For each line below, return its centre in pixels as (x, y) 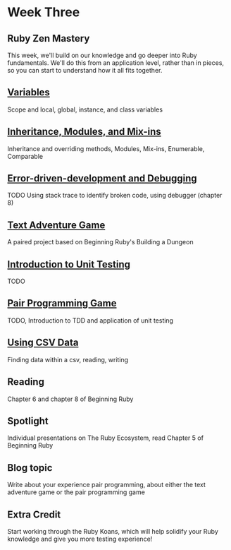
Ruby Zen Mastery (49, 38)
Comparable (25, 156)
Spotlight (28, 421)
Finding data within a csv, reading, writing (68, 359)
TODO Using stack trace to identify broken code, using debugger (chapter (115, 196)
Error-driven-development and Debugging (102, 178)
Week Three (44, 12)
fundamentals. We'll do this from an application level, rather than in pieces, (115, 63)
